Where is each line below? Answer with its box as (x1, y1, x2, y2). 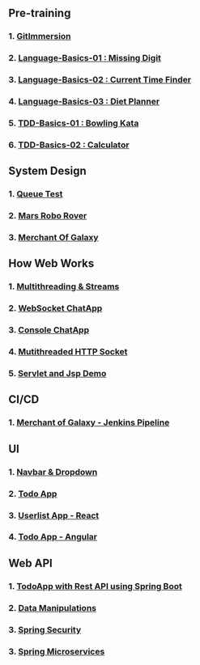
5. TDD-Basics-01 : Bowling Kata (8, 117, 139, 129)
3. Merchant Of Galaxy (8, 232, 99, 244)
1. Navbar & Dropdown (8, 466, 98, 477)
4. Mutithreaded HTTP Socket (8, 346, 128, 358)
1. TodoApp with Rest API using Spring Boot (8, 580, 182, 591)
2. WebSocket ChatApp (8, 303, 103, 314)
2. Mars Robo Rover (8, 210, 87, 222)
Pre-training (8, 6, 71, 20)
